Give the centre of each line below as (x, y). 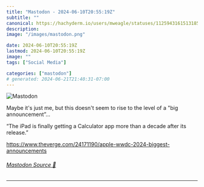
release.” (17, 133)
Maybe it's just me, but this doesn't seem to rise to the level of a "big (92, 108)
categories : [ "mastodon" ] (39, 73)
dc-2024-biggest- (147, 144)
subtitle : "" (23, 18)
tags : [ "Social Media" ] (36, 62)
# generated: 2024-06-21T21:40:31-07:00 (58, 79)
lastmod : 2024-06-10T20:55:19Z (46, 51)
